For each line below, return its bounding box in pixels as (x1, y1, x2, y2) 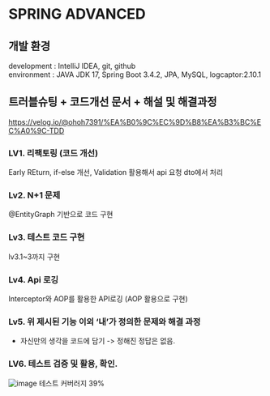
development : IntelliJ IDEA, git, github (8, 62, 136, 70)
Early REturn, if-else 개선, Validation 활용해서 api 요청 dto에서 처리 (8, 168, 224, 177)
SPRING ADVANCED (8, 5, 146, 23)
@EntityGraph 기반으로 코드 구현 (8, 210, 114, 219)
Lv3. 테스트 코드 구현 (8, 232, 85, 243)
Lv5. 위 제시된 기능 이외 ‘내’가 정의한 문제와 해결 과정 (8, 316, 201, 327)
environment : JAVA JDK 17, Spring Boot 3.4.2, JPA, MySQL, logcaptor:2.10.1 (8, 70, 262, 79)
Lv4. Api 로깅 (8, 274, 59, 285)
